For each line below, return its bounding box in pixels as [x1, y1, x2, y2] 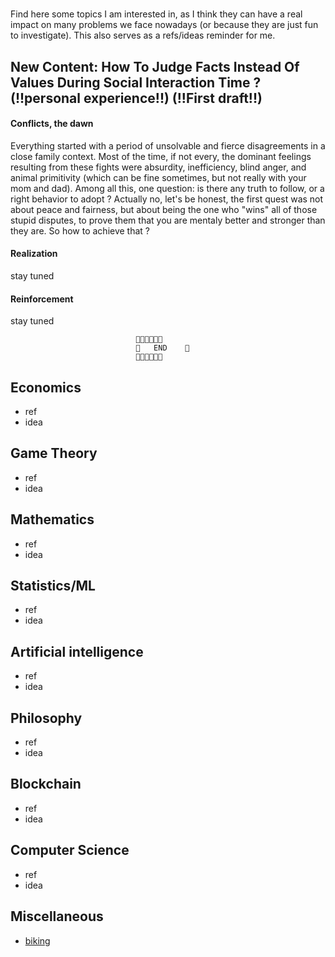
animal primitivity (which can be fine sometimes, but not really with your [10, 171, 307, 183]
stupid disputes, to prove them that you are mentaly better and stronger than [10, 214, 326, 226]
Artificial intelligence [10, 643, 144, 660]
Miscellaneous [10, 908, 104, 925]
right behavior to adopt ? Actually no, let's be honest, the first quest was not [10, 193, 324, 205]
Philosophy [10, 709, 83, 727]
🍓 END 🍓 [135, 343, 190, 353]
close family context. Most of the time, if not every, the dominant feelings [10, 150, 312, 162]
